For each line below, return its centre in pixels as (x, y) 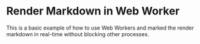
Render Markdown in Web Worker (93, 11)
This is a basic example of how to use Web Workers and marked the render (100, 28)
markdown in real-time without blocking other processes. (78, 34)
